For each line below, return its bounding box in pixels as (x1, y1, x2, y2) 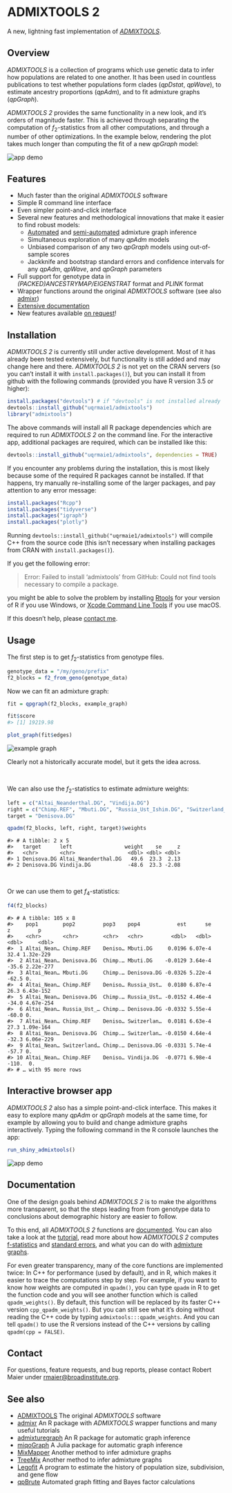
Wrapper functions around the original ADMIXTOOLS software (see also (17, 287, 222, 295)
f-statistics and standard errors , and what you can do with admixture (7, 1240, 203, 1248)
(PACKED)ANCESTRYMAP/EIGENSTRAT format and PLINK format (17, 280, 204, 288)
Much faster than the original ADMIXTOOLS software (17, 191, 168, 200)
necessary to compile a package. (23, 580, 119, 589)
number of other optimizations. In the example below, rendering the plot (7, 132, 212, 141)
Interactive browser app (7, 1085, 113, 1097)
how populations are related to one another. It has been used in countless (7, 73, 216, 81)
